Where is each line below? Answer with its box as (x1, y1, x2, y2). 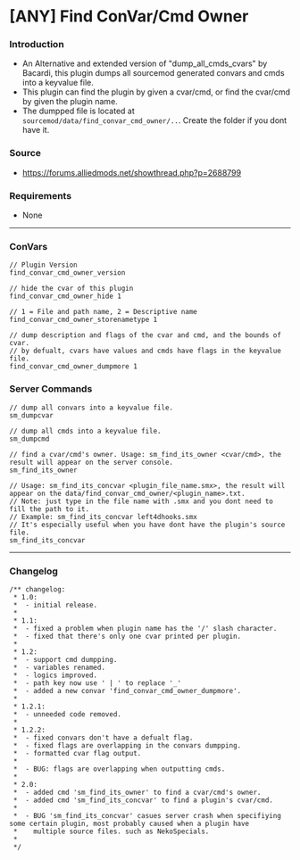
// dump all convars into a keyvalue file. (9, 403, 174, 412)
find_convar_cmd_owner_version (9, 269, 126, 277)
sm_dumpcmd (9, 434, 50, 443)
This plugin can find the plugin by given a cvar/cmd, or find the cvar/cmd (21, 87, 291, 97)
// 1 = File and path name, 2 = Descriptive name (9, 308, 198, 317)
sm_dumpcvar (9, 410, 54, 420)
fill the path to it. (9, 504, 90, 514)
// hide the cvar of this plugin (9, 284, 134, 294)
